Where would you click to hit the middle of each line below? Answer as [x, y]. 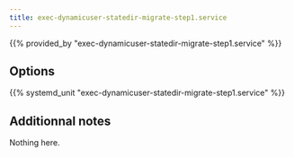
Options [32, 71]
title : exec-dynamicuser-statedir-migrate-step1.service [118, 17]
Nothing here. [35, 143]
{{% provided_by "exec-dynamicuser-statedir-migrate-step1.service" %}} [146, 43]
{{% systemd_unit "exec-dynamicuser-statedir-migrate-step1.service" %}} [147, 93]
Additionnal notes [60, 121]
